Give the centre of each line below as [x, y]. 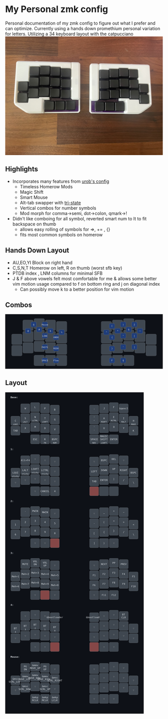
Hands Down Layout [37, 250]
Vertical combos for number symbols [58, 208]
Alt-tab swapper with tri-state [50, 202]
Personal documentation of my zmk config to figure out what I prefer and [80, 23]
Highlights [22, 169]
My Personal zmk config [57, 9]
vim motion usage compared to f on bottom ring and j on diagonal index [86, 284]
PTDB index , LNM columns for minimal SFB [57, 273]
